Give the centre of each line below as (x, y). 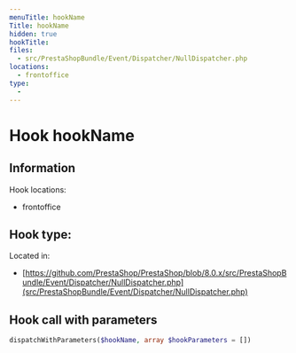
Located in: (30, 256)
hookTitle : (29, 42)
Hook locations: (38, 189)
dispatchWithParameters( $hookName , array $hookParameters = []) (130, 341)
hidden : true (33, 34)
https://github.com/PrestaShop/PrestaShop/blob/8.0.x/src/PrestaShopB (156, 273)
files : (21, 51)
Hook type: (41, 235)
